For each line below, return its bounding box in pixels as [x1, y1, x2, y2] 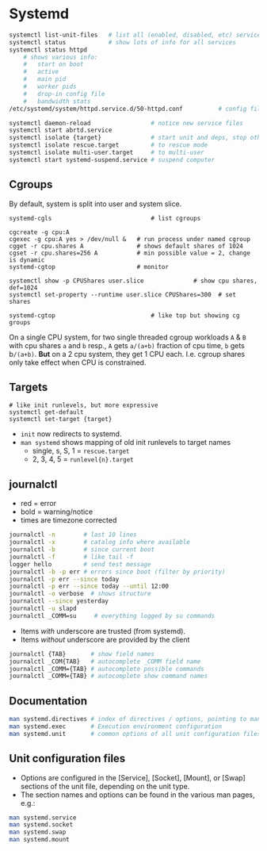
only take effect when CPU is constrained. [9, 358, 147, 367]
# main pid [23, 75, 67, 83]
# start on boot [23, 60, 84, 68]
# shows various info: [23, 53, 98, 61]
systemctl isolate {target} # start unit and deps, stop [9, 134, 247, 142]
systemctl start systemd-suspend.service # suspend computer [9, 155, 216, 163]
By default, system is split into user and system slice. [9, 199, 182, 209]
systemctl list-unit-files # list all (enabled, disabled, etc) [9, 31, 233, 39]
